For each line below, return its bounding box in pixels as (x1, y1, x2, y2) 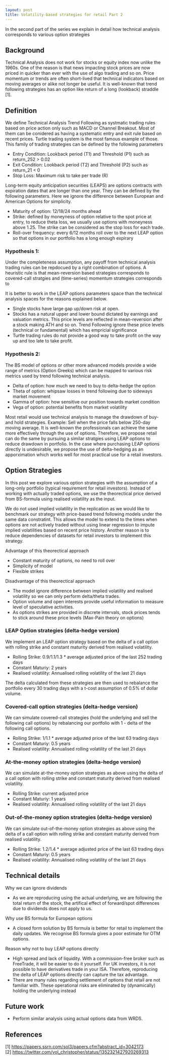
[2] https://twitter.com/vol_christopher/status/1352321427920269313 (5, 1049, 149, 1055)
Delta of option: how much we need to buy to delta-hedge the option (12, 382, 155, 388)
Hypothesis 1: (5, 248, 39, 255)
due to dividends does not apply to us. (12, 905, 93, 911)
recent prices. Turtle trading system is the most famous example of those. (5, 136, 159, 142)
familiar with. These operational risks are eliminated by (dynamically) (12, 982, 156, 988)
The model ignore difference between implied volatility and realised (12, 588, 153, 594)
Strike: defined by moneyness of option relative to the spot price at (12, 213, 152, 220)
